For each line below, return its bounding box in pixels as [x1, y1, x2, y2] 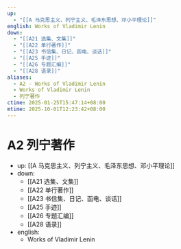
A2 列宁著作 [7, 137, 75, 153]
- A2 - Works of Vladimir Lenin [13, 80, 106, 87]
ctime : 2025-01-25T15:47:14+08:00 [7, 99, 106, 106]
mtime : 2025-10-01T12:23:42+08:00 [7, 106, 106, 112]
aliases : [7, 73, 32, 81]
